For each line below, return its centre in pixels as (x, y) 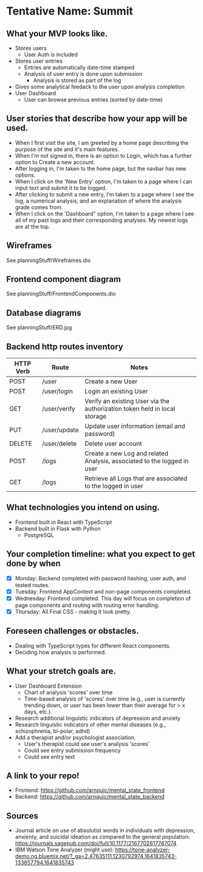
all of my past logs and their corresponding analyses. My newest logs (101, 220)
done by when (34, 564)
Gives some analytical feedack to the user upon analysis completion (100, 87)
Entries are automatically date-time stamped (79, 67)
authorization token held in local (130, 409)
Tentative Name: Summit (70, 11)
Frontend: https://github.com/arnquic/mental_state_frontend (90, 790)
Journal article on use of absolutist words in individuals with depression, (105, 830)
